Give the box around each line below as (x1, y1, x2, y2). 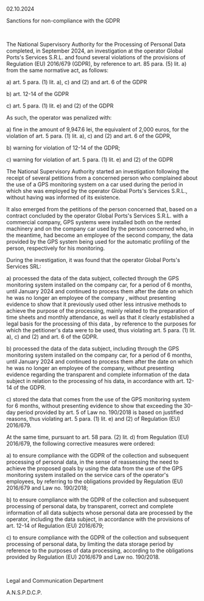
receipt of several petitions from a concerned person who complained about (6, 174, 198, 181)
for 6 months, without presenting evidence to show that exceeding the (6, 402, 183, 409)
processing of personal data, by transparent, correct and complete (6, 503, 174, 509)
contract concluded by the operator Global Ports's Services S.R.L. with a (6, 212, 188, 219)
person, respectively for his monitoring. (6, 244, 105, 252)
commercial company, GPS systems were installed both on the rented (6, 219, 181, 225)
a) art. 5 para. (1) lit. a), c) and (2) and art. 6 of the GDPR (6, 79, 147, 86)
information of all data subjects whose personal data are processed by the (6, 509, 193, 516)
